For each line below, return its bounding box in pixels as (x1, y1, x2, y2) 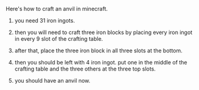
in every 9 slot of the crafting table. (14, 35, 103, 42)
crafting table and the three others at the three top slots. (14, 65, 156, 72)
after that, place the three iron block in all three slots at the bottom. (14, 47, 183, 54)
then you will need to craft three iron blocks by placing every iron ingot (14, 29, 193, 36)
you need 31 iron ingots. (14, 17, 75, 24)
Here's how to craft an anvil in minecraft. (5, 5, 108, 12)
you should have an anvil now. (14, 77, 91, 84)
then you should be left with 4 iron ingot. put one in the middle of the (14, 59, 187, 66)
